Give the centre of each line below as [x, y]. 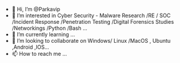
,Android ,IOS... [30, 47]
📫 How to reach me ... [39, 54]
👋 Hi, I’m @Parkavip [36, 9]
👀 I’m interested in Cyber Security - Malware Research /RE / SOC [91, 15]
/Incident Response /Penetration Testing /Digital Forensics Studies [93, 22]
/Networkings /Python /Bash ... [49, 28]
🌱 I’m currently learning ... [43, 34]
